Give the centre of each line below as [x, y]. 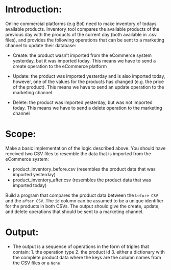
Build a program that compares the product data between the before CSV [82, 195]
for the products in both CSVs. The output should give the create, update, [82, 206]
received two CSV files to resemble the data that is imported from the [78, 153]
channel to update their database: [41, 45]
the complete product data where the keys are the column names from [87, 257]
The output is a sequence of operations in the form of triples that [81, 246]
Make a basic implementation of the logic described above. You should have [86, 148]
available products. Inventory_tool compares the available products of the [82, 29]
